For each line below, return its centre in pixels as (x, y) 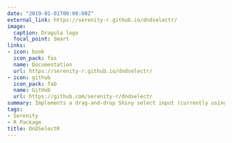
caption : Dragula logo (46, 33)
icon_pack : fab (35, 84)
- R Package (24, 122)
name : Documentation (43, 65)
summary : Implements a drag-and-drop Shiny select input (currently (108, 103)
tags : (15, 109)
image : (17, 26)
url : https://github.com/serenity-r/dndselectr (83, 97)
